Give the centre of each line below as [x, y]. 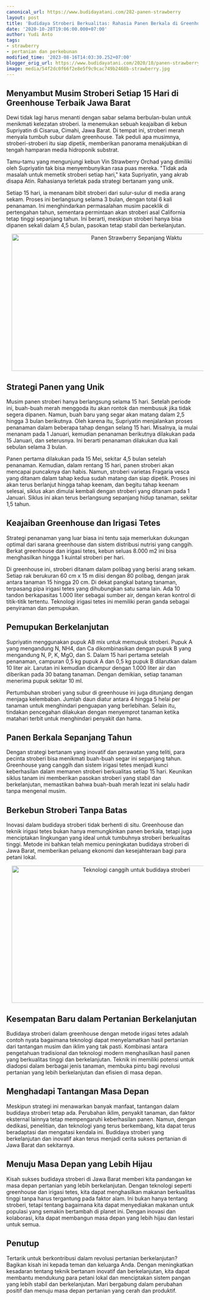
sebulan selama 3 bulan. [37, 447]
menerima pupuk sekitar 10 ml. [45, 681]
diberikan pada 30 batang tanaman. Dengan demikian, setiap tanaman [94, 674]
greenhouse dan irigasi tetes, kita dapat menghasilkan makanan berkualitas [101, 1192]
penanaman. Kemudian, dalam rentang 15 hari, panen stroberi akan [90, 465]
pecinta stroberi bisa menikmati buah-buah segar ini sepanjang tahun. [94, 759]
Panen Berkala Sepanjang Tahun [69, 738]
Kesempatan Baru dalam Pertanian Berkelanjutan [102, 1019]
